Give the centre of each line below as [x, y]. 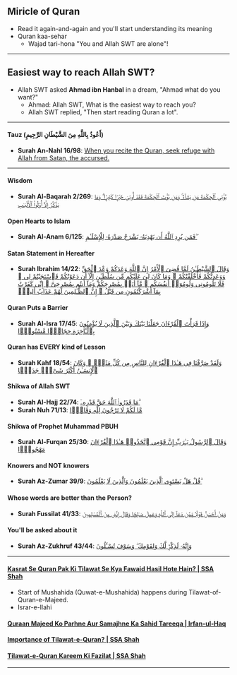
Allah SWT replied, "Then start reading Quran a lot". [103, 112]
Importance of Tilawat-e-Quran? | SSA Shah [73, 640]
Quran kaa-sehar [42, 36]
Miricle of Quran [44, 12]
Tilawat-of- [205, 592]
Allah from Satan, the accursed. [63, 157]
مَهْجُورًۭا [31, 449]
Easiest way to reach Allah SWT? [81, 72]
